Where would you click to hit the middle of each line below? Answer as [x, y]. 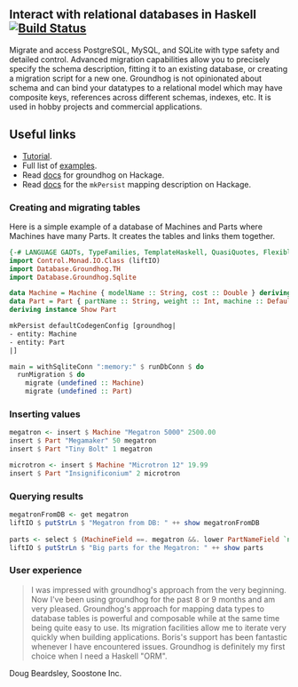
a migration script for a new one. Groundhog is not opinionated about [136, 78]
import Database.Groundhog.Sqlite [73, 277]
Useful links [43, 135]
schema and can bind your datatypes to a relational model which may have [146, 87]
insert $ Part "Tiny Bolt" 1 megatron [81, 449]
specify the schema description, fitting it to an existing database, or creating [149, 68]
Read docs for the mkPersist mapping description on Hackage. [137, 184]
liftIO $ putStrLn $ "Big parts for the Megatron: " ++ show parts [137, 547]
